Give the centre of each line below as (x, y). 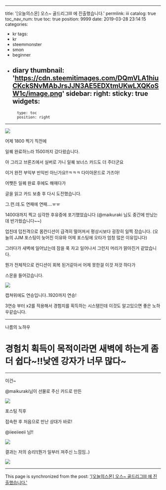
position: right (34, 117)
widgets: (26, 101)
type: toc (27, 113)
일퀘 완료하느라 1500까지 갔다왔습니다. (42, 151)
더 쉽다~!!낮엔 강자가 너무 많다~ (66, 361)
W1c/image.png (37, 94)
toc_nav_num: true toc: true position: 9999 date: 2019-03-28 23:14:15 (76, 19)
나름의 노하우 (18, 327)
